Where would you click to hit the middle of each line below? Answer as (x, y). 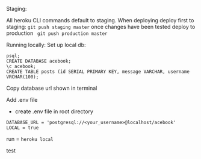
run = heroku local (30, 139)
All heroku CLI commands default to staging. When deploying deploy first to (100, 20)
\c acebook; (21, 66)
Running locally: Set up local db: (46, 45)
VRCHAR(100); (23, 77)
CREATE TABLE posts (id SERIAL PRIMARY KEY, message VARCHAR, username (98, 72)
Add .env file (22, 100)
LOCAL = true (23, 128)
